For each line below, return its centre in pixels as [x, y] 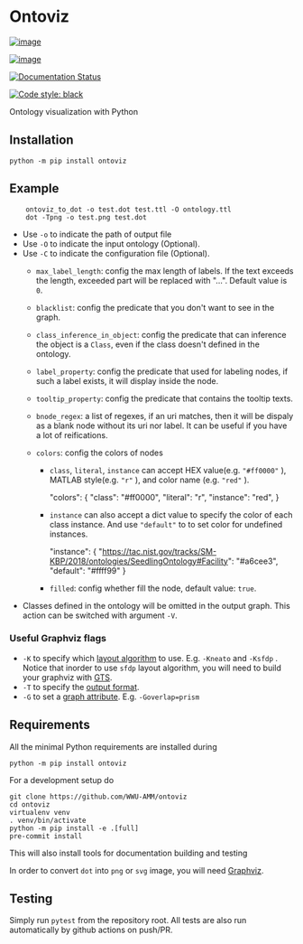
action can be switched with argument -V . [100, 615]
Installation [41, 140]
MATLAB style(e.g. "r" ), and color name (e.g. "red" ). [149, 480]
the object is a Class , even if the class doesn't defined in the [147, 344]
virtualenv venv [40, 812]
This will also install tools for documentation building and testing [129, 853]
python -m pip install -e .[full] [74, 828]
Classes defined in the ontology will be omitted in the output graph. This [156, 605]
